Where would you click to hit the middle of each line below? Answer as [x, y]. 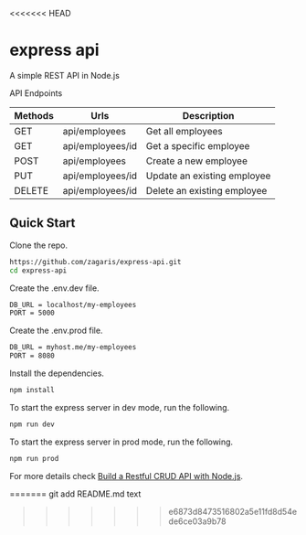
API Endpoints [36, 93]
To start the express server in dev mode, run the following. [120, 407]
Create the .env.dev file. [54, 288]
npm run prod [34, 458]
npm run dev [32, 424]
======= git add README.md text [75, 494]
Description [208, 115]
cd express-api [38, 270]
